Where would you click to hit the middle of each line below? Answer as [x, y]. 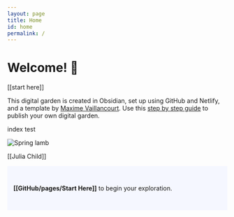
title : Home [24, 20]
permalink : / [26, 33]
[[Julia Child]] [27, 156]
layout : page [26, 14]
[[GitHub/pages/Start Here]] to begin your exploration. [93, 188]
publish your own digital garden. [53, 115]
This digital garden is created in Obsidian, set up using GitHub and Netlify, [114, 101]
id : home [20, 27]
